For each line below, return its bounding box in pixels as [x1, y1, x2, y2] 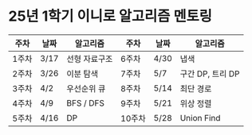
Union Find [179, 112, 221, 123]
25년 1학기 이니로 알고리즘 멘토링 [8, 7, 213, 25]
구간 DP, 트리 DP [179, 68, 241, 79]
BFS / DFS [66, 97, 105, 108]
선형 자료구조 [66, 53, 113, 64]
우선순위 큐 [66, 83, 106, 94]
